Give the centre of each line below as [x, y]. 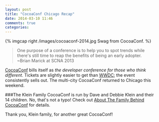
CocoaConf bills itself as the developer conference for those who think [76, 70]
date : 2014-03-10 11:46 [29, 18]
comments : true [20, 23]
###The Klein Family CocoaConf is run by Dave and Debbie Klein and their [79, 95]
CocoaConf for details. [28, 105]
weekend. [15, 85]
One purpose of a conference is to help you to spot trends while [81, 51]
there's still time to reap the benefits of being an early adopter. [79, 55]
